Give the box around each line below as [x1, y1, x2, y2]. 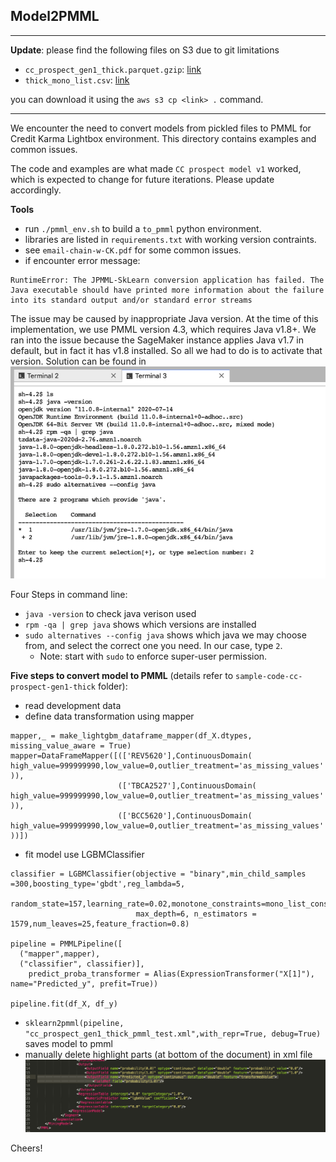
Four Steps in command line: [10, 589, 128, 601]
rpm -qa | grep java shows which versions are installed [24, 619, 257, 631]
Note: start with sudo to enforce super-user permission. [39, 650, 268, 663]
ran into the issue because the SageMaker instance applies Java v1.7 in [10, 334, 304, 346]
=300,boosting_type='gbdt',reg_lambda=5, [10, 879, 186, 889]
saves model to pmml [24, 1038, 113, 1050]
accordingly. [10, 184, 62, 196]
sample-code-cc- [235, 672, 303, 682]
